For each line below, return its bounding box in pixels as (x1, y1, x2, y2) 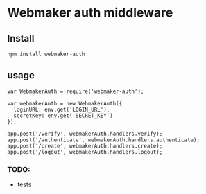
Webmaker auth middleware (7, 5, 173, 21)
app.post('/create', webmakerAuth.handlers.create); (7, 142, 163, 150)
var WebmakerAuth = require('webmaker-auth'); (7, 88, 144, 95)
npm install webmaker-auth (7, 51, 85, 58)
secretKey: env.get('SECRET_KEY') (13, 112, 113, 119)
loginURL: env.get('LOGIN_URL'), (13, 106, 110, 113)
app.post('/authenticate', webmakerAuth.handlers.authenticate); (7, 136, 200, 143)
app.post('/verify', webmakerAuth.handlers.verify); (7, 130, 163, 137)
